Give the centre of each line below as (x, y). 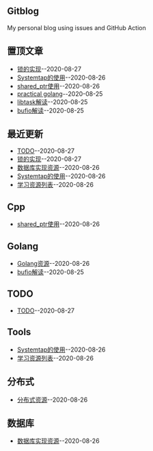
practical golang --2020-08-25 (60, 94)
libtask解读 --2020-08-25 (52, 101)
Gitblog (23, 11)
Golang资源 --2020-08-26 (53, 264)
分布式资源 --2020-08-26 (52, 400)
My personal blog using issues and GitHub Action (76, 27)
